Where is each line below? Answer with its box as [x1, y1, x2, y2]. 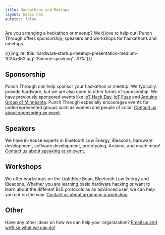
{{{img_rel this [5, 50, 35, 56]
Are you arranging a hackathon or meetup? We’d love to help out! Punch [5, 30, 152, 36]
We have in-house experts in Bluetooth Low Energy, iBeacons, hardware [5, 137, 153, 143]
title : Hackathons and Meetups [5, 7, 70, 12]
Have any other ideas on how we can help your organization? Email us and [5, 219, 157, 225]
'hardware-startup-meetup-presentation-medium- [35, 50, 138, 56]
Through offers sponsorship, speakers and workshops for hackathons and [5, 35, 157, 41]
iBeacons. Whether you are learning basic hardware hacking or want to [5, 181, 150, 187]
